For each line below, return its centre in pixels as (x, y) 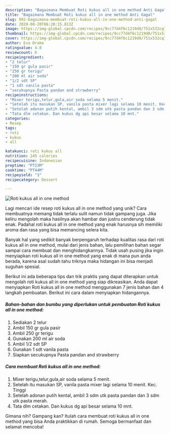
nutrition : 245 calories (31, 156)
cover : (12, 39)
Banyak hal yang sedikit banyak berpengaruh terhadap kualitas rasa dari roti (85, 240)
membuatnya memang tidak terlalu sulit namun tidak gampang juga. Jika (81, 214)
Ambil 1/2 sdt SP (30, 344)
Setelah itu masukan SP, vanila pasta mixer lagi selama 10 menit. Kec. (85, 385)
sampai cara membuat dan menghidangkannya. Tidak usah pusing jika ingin (84, 251)
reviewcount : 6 (21, 52)
